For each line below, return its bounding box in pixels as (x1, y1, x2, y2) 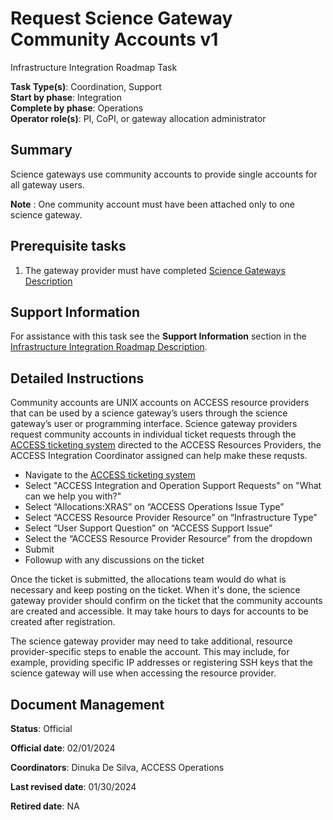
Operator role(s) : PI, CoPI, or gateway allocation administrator (10, 112, 267, 124)
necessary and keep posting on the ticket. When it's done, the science (10, 584, 301, 596)
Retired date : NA (10, 800, 80, 812)
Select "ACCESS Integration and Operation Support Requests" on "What (24, 480, 322, 492)
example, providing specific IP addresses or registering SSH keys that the (10, 657, 313, 669)
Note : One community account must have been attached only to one (10, 198, 296, 210)
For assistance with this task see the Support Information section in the (10, 330, 307, 342)
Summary (10, 142, 73, 159)
